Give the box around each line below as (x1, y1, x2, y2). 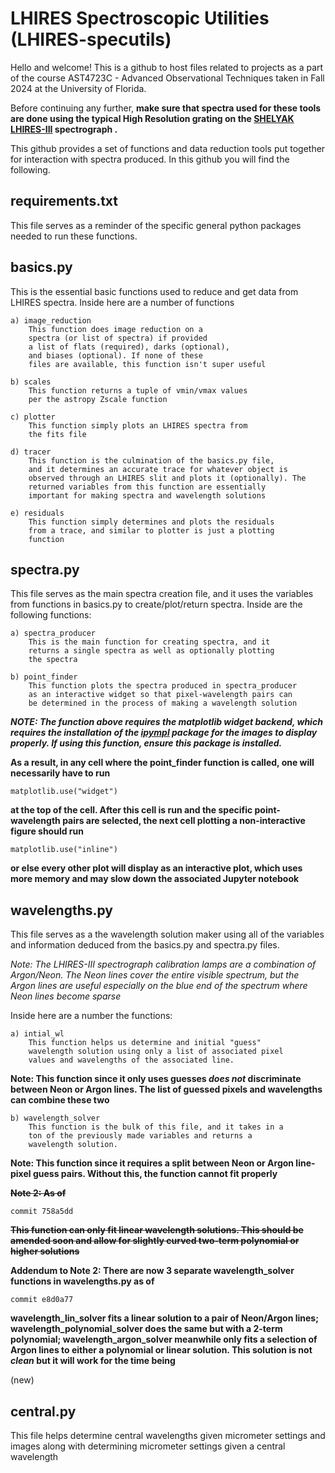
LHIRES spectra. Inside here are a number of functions (10, 296, 235, 308)
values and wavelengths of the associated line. (28, 1055, 235, 1066)
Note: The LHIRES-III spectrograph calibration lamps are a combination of (10, 958, 317, 971)
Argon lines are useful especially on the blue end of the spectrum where (10, 980, 308, 992)
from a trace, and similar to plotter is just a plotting (28, 525, 275, 536)
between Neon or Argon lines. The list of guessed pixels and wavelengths (10, 1083, 323, 1096)
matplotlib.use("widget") (10, 787, 118, 797)
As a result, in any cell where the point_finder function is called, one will (10, 757, 315, 769)
